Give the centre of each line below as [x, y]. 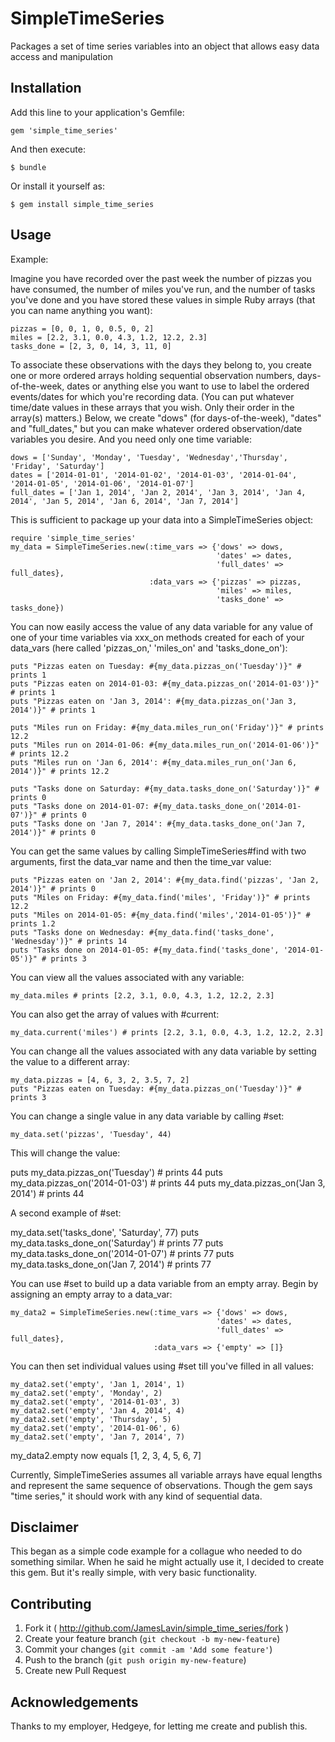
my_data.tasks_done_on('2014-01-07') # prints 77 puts [122, 1253]
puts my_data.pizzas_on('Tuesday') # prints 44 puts [116, 1172]
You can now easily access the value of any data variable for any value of [162, 626]
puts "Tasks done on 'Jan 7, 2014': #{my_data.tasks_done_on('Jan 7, [158, 823]
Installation [46, 88]
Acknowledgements [74, 1702]
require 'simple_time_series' [73, 538]
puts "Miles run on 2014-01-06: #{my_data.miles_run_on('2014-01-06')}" [165, 745]
